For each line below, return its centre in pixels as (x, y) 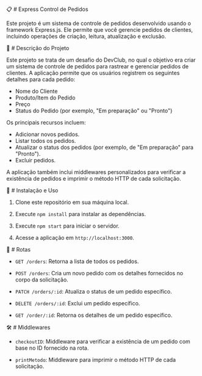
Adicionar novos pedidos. (47, 134)
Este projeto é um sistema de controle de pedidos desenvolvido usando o (99, 23)
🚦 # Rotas (19, 249)
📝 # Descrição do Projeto (38, 48)
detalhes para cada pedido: (41, 79)
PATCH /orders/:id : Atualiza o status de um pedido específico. (93, 291)
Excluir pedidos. (35, 160)
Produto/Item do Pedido (45, 98)
